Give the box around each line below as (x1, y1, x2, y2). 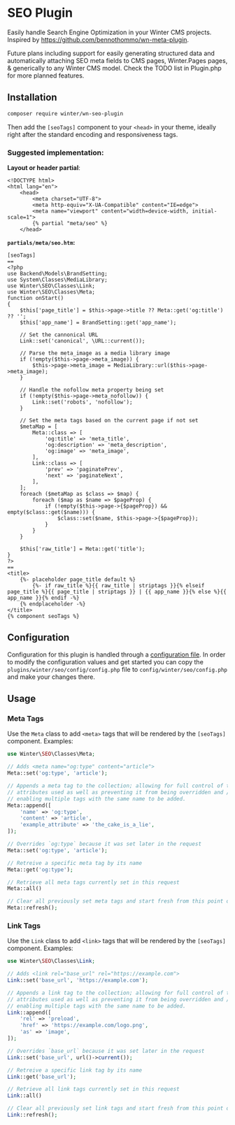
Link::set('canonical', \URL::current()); (20, 337, 145, 344)
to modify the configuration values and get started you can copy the (7, 657, 204, 666)
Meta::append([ (7, 802, 52, 809)
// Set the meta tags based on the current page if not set (20, 417, 199, 424)
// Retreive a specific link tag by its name (7, 1066, 142, 1074)
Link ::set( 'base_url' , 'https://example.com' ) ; (7, 977, 149, 984)
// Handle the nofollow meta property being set (20, 386, 164, 393)
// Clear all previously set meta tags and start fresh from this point (7, 898, 224, 905)
